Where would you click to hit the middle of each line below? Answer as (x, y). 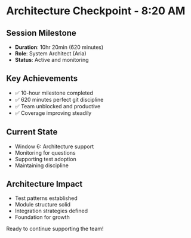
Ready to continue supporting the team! (55, 229)
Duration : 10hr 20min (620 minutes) (59, 47)
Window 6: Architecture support (54, 146)
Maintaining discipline (41, 165)
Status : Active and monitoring (52, 60)
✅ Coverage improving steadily (53, 113)
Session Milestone (41, 33)
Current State (32, 132)
